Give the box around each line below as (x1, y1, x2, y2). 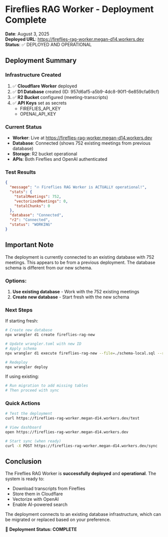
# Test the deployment (5, 411, 52, 416)
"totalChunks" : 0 (14, 203, 50, 208)
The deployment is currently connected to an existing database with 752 (5, 254, 154, 260)
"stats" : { (9, 189, 32, 194)
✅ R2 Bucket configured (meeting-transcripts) (12, 94, 108, 100)
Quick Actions (5, 400, 40, 407)
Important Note (5, 241, 54, 249)
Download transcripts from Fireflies (12, 486, 85, 492)
